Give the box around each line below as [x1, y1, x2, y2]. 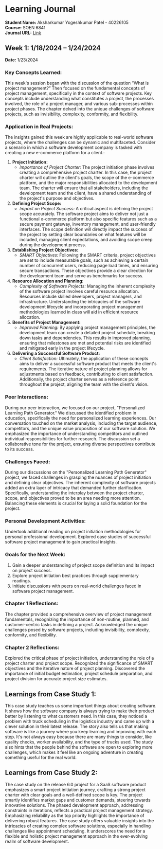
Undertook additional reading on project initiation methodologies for [5, 529, 141, 535]
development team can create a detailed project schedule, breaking [19, 330, 155, 336]
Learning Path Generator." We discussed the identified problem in [5, 410, 137, 415]
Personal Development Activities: [5, 517, 86, 524]
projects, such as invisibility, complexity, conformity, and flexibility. [5, 111, 139, 117]
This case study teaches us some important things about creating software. [5, 703, 157, 708]
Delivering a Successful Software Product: [12, 350, 100, 356]
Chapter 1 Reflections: [5, 600, 59, 607]
